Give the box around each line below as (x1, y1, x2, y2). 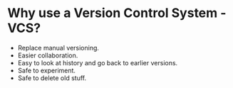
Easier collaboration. (17, 51, 78, 60)
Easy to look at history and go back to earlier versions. (17, 58, 178, 67)
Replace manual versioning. (17, 43, 100, 52)
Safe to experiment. (17, 66, 76, 75)
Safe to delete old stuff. (17, 73, 87, 82)
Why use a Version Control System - (7, 5, 227, 21)
